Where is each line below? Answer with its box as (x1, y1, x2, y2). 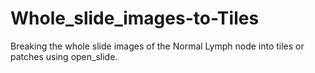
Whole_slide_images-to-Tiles (10, 7, 260, 30)
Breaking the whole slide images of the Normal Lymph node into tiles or (10, 40, 305, 52)
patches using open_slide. (10, 50, 118, 62)
